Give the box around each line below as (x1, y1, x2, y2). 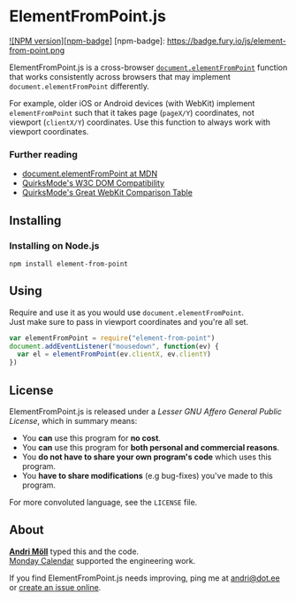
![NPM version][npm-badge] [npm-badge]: (9, 35, 165, 46)
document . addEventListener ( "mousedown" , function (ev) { (9, 342, 219, 351)
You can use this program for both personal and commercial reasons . (21, 443, 280, 453)
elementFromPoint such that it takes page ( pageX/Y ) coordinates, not (9, 107, 254, 118)
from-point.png (9, 44, 65, 55)
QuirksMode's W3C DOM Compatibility (21, 178, 165, 189)
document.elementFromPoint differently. (9, 81, 150, 91)
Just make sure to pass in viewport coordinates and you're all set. (9, 316, 249, 327)
